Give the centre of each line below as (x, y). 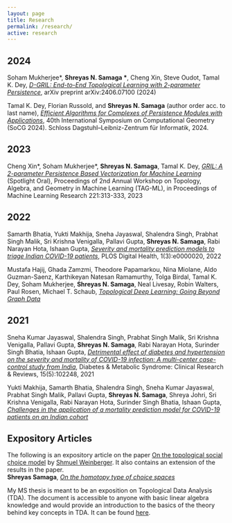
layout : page (26, 13)
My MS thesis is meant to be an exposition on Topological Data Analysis (110, 490)
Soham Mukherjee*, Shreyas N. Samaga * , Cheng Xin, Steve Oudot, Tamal (114, 77)
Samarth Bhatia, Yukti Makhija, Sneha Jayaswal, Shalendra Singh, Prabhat (113, 234)
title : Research (30, 20)
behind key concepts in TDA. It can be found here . (79, 513)
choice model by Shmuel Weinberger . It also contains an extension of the (111, 462)
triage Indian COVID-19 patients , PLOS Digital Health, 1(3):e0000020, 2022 (114, 256)
